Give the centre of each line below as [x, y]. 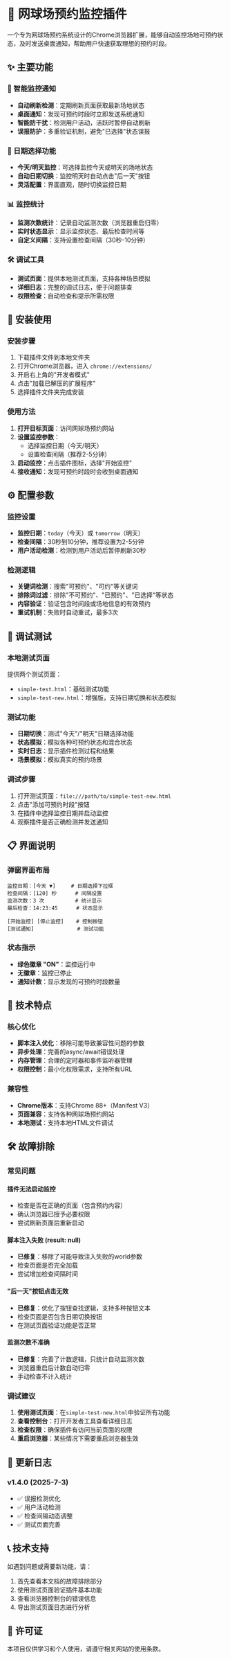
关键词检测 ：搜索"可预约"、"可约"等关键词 [77, 587]
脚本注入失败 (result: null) [44, 1240]
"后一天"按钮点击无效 [38, 1291]
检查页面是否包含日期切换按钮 [59, 1316]
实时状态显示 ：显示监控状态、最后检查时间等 [81, 231]
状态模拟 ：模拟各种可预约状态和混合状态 [75, 743]
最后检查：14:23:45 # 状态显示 [55, 908]
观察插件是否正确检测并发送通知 [63, 822]
